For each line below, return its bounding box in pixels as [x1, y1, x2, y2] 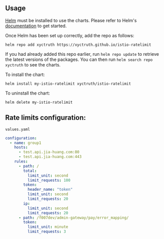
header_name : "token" [27, 187, 73, 192]
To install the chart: [5, 71, 45, 77]
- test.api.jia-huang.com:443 [18, 154, 82, 160]
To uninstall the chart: [5, 90, 50, 96]
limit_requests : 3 [27, 229, 66, 234]
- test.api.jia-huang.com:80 [18, 149, 80, 155]
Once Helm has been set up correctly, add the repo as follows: [5, 32, 134, 38]
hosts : [14, 145, 28, 150]
